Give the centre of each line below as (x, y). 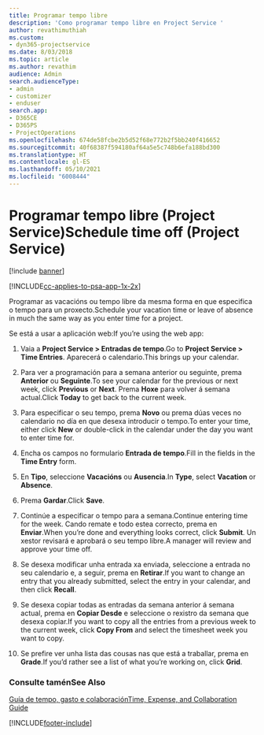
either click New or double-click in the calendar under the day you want (137, 429)
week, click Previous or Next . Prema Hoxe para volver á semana (125, 389)
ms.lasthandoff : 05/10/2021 (55, 169)
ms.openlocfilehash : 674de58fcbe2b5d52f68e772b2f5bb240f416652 (115, 140)
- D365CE (23, 118)
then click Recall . (48, 589)
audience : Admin (35, 74)
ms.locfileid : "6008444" (49, 177)
